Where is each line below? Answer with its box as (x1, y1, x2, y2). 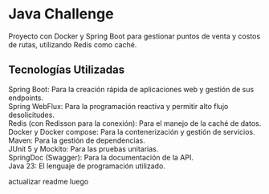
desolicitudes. (8, 110, 55, 119)
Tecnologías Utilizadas (8, 63, 125, 77)
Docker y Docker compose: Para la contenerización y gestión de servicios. (8, 127, 255, 136)
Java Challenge (8, 5, 114, 23)
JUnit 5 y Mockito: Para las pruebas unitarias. (8, 143, 159, 153)
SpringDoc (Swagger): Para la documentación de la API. (8, 152, 194, 162)
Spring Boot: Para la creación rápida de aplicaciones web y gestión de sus (8, 84, 255, 94)
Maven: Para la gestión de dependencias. (8, 135, 146, 145)
